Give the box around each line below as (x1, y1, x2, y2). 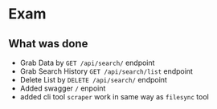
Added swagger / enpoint (19, 83, 106, 93)
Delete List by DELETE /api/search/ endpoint (19, 75, 167, 84)
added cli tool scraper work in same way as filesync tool (19, 92, 209, 101)
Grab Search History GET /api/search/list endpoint (19, 67, 193, 76)
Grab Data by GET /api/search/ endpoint (19, 58, 155, 67)
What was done (8, 37, 88, 50)
